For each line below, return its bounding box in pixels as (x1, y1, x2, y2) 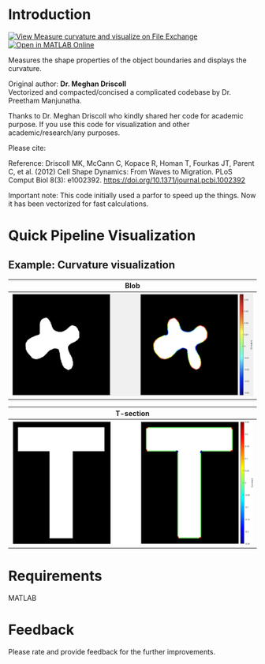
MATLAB (8, 594, 37, 603)
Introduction (8, 6, 91, 24)
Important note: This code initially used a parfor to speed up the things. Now (8, 190, 256, 200)
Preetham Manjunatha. (8, 96, 82, 105)
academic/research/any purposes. (8, 128, 121, 137)
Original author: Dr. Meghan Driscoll (8, 79, 127, 88)
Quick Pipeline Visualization (8, 227, 196, 245)
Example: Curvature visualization (8, 258, 176, 272)
